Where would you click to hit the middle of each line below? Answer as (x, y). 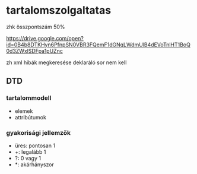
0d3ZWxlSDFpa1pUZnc (35, 50)
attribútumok (30, 117)
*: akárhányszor (34, 164)
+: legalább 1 (30, 151)
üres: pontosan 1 (35, 145)
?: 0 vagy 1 (28, 158)
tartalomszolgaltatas (59, 10)
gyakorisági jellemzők (39, 132)
